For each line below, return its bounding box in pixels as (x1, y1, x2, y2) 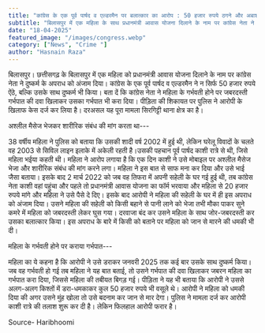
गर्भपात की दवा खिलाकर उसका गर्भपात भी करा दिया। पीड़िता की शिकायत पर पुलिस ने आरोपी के (8, 96, 243, 106)
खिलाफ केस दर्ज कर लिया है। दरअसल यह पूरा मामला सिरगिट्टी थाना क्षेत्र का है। (8, 106, 203, 114)
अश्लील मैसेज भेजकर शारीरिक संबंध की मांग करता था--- (8, 122, 150, 130)
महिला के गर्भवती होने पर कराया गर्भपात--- (8, 241, 113, 251)
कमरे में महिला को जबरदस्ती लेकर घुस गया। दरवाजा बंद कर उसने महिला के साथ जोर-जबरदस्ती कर (8, 208, 255, 217)
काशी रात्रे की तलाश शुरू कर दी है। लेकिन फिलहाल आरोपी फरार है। (8, 301, 177, 311)
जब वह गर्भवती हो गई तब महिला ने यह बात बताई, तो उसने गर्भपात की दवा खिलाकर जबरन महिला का (8, 266, 252, 275)
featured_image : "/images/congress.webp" (8, 33, 147, 42)
